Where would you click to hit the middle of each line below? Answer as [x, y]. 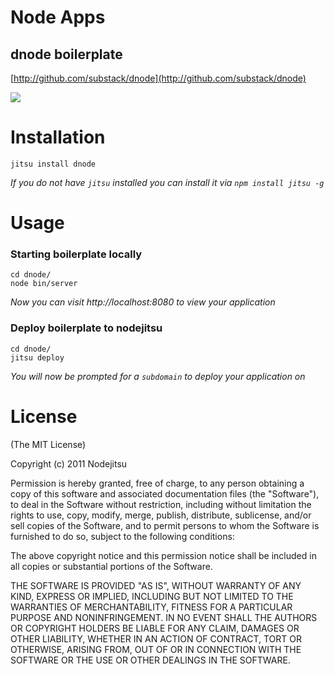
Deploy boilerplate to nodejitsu [86, 328]
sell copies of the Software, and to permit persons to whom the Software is [165, 525]
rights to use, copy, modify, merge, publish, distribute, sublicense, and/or [161, 515]
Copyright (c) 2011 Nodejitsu [69, 463]
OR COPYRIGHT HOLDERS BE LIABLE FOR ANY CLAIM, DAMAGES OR [155, 628]
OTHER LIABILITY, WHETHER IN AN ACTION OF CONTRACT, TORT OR [156, 638]
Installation [58, 137]
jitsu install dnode [53, 164]
